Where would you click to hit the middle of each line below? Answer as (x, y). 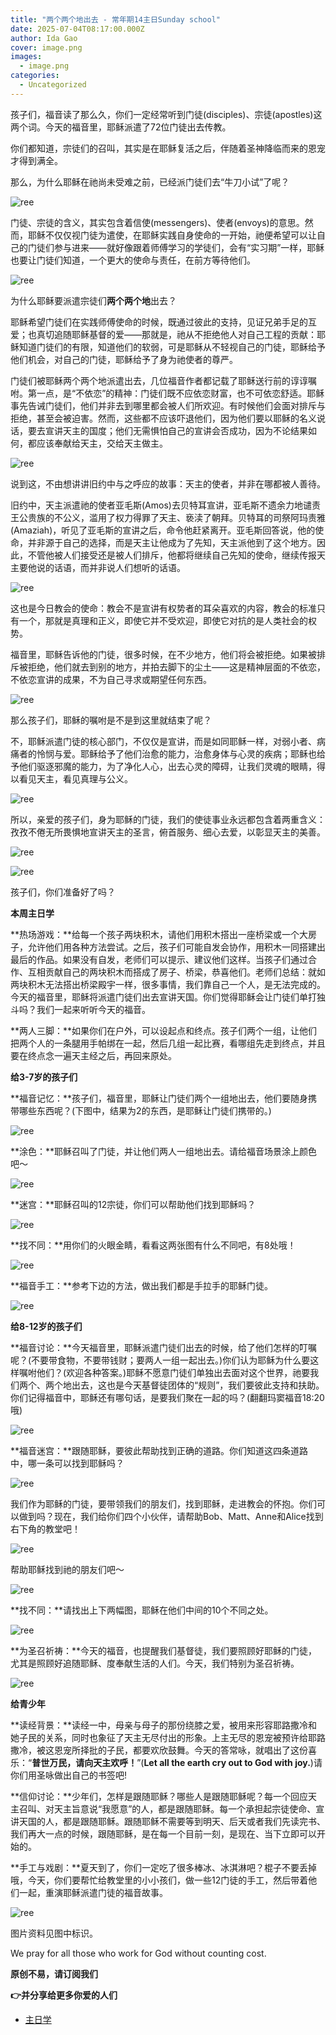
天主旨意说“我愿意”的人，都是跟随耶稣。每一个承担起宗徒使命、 (185, 1808)
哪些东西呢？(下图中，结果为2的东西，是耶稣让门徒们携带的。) (145, 1110)
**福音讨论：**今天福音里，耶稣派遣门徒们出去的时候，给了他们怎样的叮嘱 (164, 1347)
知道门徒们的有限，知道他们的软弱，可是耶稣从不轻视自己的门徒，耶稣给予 (172, 347)
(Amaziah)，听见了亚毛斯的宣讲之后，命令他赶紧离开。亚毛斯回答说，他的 (163, 530)
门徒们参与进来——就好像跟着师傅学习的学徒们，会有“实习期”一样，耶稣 (176, 247)
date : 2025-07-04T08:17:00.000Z (77, 29)
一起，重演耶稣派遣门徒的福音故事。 (93, 1892)
